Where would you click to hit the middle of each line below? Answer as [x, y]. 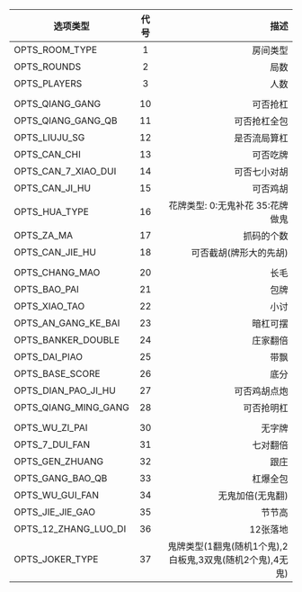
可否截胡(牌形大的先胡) [240, 253]
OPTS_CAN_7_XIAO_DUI [65, 171]
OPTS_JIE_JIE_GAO [55, 512]
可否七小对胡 [261, 172]
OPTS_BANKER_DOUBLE [67, 340]
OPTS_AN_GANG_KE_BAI [67, 323]
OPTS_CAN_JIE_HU [55, 252]
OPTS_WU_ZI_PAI [51, 428]
